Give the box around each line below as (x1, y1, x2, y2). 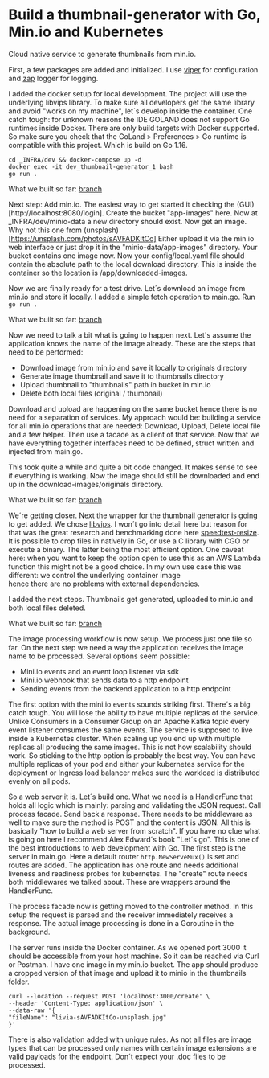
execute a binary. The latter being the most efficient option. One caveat (8, 544, 244, 554)
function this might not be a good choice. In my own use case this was (8, 561, 242, 572)
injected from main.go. (8, 446, 83, 456)
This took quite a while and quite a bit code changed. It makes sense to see (8, 462, 258, 472)
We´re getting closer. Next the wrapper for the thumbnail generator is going (8, 510, 259, 520)
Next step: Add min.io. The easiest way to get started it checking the (8, 199, 235, 209)
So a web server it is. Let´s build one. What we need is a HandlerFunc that (8, 792, 253, 801)
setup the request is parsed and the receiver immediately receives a (8, 910, 234, 920)
